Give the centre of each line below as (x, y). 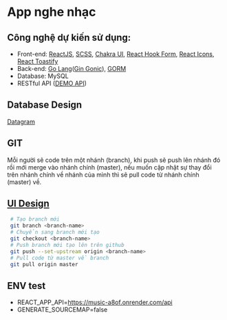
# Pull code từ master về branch (60, 258)
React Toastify (37, 61)
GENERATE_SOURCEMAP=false (62, 310)
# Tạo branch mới (35, 219)
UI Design (28, 204)
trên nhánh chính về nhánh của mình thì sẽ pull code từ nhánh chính (103, 174)
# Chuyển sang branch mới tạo (55, 232)
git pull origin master (44, 264)
